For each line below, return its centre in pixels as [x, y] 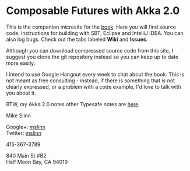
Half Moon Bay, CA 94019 [37, 162]
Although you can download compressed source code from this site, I [90, 50]
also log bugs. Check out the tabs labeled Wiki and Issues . [77, 39]
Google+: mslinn [26, 127]
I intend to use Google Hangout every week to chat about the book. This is [95, 74]
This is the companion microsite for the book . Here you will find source [91, 27]
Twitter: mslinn [24, 133]
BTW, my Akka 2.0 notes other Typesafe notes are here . [73, 104]
